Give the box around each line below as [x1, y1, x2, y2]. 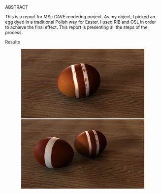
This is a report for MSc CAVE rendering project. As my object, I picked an [5, 14, 155, 19]
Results [5, 39, 21, 45]
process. [5, 30, 23, 35]
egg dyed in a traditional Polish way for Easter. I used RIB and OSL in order [5, 19, 156, 25]
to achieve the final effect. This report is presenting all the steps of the [5, 24, 148, 30]
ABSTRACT [5, 4, 29, 10]
